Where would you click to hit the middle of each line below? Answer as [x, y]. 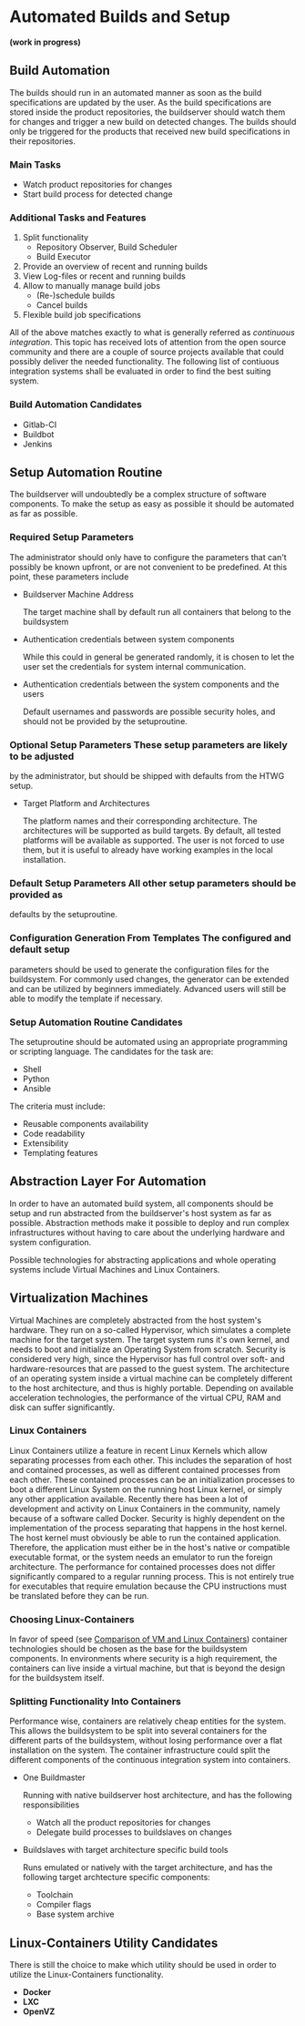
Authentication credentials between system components [128, 639]
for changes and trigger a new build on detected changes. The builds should [153, 121]
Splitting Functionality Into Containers [96, 1702]
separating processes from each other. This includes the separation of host [151, 1460]
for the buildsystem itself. [57, 1678]
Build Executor [63, 257]
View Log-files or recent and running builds [104, 276]
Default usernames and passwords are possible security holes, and [149, 711]
